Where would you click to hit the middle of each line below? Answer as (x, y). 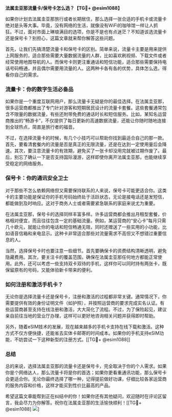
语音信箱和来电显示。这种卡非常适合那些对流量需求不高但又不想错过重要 (86, 233)
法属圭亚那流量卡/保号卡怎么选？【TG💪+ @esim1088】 (64, 8)
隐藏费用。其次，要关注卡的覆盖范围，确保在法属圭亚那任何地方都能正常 (81, 257)
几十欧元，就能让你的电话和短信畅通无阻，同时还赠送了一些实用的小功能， (84, 227)
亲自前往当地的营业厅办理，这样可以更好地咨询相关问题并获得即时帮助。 (81, 315)
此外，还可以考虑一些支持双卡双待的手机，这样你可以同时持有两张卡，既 (90, 263)
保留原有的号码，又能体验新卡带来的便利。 (50, 270)
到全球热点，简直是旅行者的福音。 (41, 127)
